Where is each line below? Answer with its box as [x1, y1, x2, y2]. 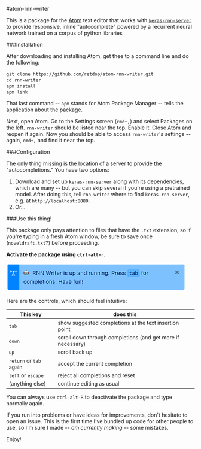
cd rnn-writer [6, 77, 42, 83]
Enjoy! [6, 435, 22, 442]
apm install [6, 83, 36, 89]
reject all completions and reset [57, 371, 135, 379]
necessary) [57, 341, 86, 347]
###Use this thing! [6, 215, 52, 222]
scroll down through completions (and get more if [57, 334, 179, 341]
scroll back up [57, 348, 93, 356]
